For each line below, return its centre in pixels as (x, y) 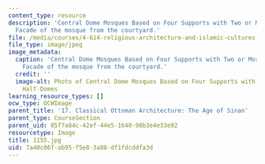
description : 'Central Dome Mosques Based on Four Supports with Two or (130, 23)
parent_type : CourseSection (54, 118)
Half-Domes (40, 89)
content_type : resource (47, 15)
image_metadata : (35, 52)
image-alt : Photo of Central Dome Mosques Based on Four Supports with (136, 81)
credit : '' (33, 74)
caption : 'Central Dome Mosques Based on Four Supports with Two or (130, 60)
